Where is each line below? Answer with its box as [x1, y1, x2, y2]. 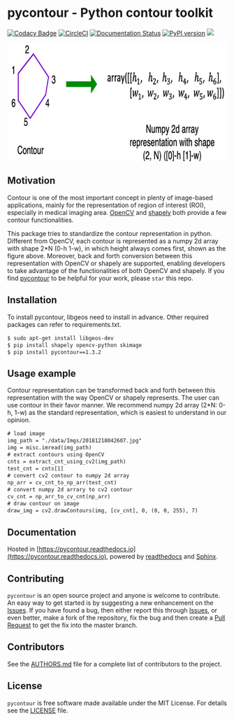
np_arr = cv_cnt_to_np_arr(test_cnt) [7, 479, 117, 486]
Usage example [7, 367, 77, 379]
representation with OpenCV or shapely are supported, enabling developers [7, 259, 226, 267]
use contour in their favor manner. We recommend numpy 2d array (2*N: [7, 401, 218, 409]
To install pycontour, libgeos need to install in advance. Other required [7, 313, 209, 321]
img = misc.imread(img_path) [7, 444, 92, 451]
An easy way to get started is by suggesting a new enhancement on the [7, 598, 214, 607]
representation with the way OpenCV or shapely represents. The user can [7, 393, 220, 402]
